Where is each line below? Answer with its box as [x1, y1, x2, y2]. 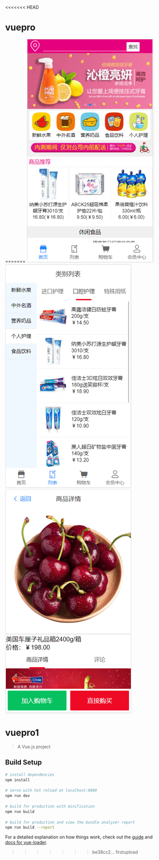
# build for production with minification [5, 804, 95, 809]
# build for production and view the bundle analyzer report [5, 820, 135, 825]
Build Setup [5, 758, 42, 767]
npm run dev [5, 793, 30, 798]
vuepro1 [5, 727, 39, 739]
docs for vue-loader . [5, 839, 47, 845]
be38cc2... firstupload [92, 849, 138, 855]
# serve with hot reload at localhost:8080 [5, 788, 97, 793]
